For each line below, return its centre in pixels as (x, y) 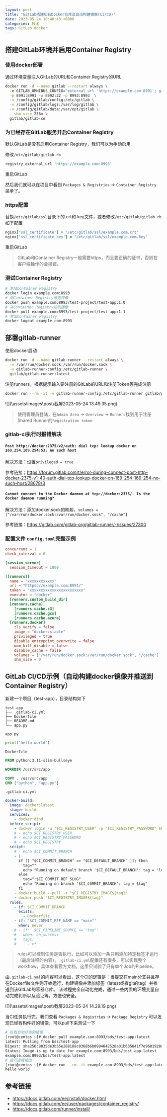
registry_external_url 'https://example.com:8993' (59, 164)
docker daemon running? (30, 498)
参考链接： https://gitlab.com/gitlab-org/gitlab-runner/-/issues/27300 (76, 524)
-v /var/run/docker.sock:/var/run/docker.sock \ (61, 365)
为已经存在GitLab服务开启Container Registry (59, 132)
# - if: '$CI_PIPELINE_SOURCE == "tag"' (56, 930)
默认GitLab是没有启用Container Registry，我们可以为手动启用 (68, 144)
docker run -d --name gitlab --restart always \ (56, 86)
